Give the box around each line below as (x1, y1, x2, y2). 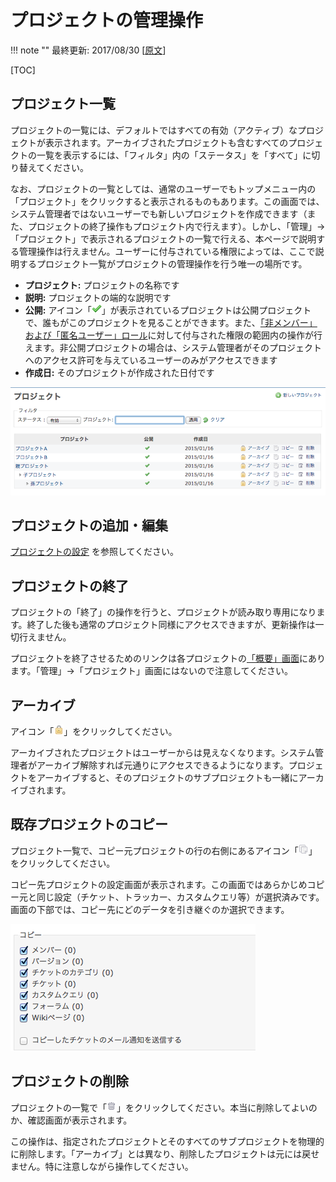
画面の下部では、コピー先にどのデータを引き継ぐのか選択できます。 (10, 903, 290, 915)
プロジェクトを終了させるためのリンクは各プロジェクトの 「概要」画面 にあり (10, 652, 326, 665)
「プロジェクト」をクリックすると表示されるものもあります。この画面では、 (10, 195, 325, 207)
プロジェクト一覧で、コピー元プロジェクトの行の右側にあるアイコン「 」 (10, 844, 318, 856)
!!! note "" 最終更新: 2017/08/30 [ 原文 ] (10, 44, 167, 56)
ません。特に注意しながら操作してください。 (10, 1160, 194, 1172)
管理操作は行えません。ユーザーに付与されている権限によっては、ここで (18, 245, 316, 257)
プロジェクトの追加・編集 (10, 517, 168, 534)
